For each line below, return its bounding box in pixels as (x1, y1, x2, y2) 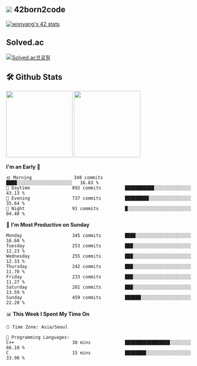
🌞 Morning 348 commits (6, 175, 103, 181)
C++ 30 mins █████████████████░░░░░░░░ (6, 339, 192, 346)
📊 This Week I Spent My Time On (6, 311, 90, 318)
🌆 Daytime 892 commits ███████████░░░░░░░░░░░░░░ (6, 185, 192, 191)
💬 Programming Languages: (6, 335, 70, 341)
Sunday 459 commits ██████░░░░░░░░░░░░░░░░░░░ (6, 295, 192, 300)
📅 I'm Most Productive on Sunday (6, 221, 90, 228)
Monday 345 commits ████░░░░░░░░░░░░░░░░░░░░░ (6, 233, 192, 238)
